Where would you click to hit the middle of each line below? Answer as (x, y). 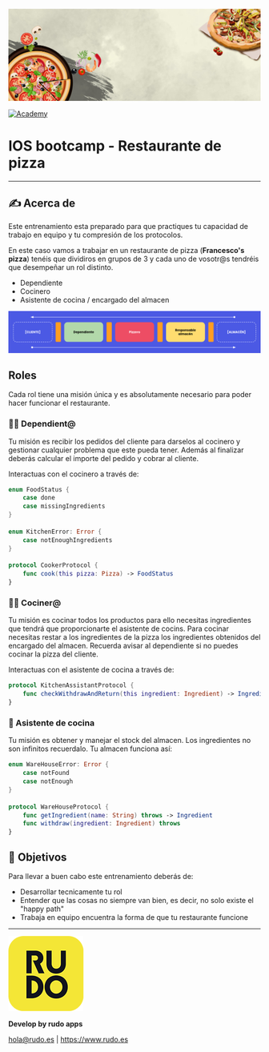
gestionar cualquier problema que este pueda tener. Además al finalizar (126, 450)
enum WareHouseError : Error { (59, 765)
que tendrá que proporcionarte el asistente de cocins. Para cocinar (119, 628)
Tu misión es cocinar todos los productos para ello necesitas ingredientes (130, 620)
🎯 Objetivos (38, 857)
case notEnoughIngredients (68, 540)
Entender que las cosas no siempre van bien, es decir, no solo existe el (137, 901)
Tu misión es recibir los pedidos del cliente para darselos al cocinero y (124, 441)
